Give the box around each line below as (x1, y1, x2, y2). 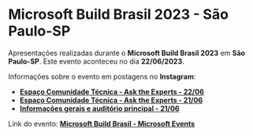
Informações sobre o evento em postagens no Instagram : (8, 72, 196, 81)
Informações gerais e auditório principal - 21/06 (19, 104, 180, 113)
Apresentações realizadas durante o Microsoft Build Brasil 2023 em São (8, 48, 246, 57)
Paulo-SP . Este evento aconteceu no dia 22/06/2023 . (8, 57, 184, 66)
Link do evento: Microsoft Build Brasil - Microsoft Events (8, 119, 195, 128)
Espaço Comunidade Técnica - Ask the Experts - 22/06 (19, 86, 205, 96)
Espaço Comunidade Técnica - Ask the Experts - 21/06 (19, 95, 203, 105)
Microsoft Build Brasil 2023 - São (8, 6, 229, 24)
